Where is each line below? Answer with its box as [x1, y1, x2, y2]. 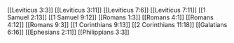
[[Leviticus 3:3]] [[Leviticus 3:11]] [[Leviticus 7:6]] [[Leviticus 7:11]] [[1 [7, 6, 206, 14]
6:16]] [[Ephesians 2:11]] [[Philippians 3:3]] [7, 28, 130, 36]
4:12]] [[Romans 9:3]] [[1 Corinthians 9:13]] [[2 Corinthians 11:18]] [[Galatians [7, 21, 228, 28]
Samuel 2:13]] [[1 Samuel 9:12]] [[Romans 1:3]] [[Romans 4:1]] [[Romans [7, 13, 214, 21]
